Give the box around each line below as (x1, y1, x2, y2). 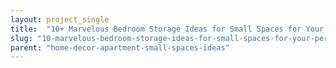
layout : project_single (10, 14, 110, 25)
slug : (10, 33, 33, 43)
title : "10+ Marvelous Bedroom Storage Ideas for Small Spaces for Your (10, 24, 325, 34)
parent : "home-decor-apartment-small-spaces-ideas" (10, 42, 230, 53)
